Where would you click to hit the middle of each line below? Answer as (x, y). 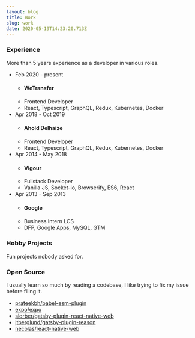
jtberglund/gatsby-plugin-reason (55, 322)
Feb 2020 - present (39, 74)
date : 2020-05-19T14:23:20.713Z (46, 29)
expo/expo (28, 309)
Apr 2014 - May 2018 (41, 154)
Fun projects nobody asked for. (45, 256)
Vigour (33, 168)
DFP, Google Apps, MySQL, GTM (64, 228)
